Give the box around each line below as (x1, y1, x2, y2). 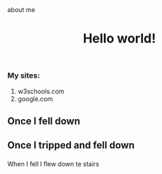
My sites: (7, 71, 40, 81)
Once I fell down (7, 115, 80, 127)
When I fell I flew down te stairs (7, 160, 99, 168)
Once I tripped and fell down (7, 139, 135, 151)
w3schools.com (17, 87, 65, 96)
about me (7, 6, 36, 14)
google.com (17, 94, 53, 103)
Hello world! (82, 31, 156, 47)
